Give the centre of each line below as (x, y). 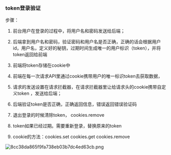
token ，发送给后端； (40, 93)
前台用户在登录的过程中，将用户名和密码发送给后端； (69, 31)
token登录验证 (23, 8)
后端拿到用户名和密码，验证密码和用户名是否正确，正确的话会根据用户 (87, 42)
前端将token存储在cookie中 (41, 65)
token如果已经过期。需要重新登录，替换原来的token (67, 126)
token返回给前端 (30, 55)
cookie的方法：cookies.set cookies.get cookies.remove (71, 137)
